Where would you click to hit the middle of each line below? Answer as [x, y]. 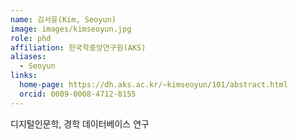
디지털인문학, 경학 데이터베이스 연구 [80, 123]
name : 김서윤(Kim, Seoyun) [63, 19]
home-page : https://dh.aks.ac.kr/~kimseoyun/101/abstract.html [153, 85]
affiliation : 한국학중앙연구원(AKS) [78, 47]
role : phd [31, 38]
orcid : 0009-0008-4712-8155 [78, 94]
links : [24, 76]
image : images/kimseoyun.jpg [71, 29]
